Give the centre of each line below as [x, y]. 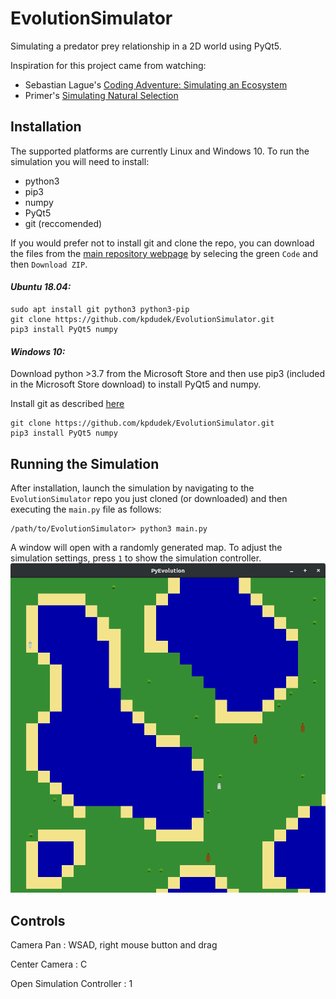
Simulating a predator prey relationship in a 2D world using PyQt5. [146, 46]
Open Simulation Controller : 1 [71, 984]
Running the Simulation [85, 463]
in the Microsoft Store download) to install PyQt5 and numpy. [136, 384]
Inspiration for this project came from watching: [108, 65]
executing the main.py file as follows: [86, 509]
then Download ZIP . [49, 264]
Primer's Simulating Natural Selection [101, 95]
